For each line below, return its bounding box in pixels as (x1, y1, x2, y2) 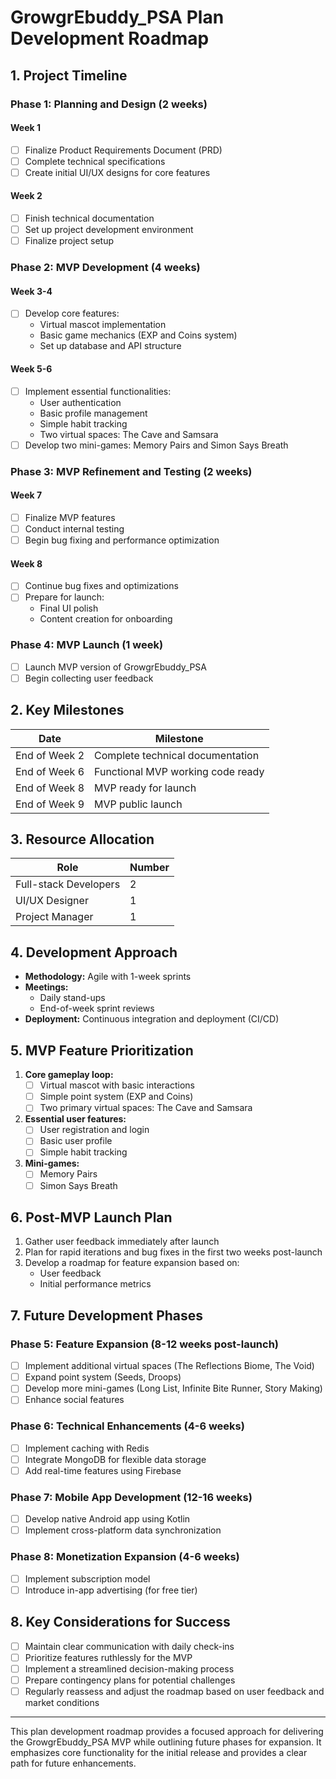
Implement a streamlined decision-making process (24, 1662, 235, 1675)
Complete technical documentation (94, 748, 260, 762)
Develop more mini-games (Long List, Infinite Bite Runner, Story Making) (24, 1382, 323, 1395)
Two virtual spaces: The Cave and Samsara (39, 428, 219, 440)
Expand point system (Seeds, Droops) (24, 1371, 182, 1383)
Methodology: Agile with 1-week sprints (24, 971, 192, 983)
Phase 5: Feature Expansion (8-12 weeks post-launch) (10, 1337, 279, 1351)
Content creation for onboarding (39, 613, 173, 625)
